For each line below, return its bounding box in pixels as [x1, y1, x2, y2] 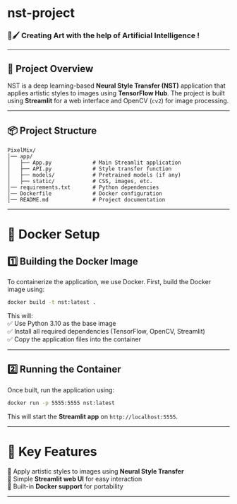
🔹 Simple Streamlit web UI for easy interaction [7, 474, 142, 483]
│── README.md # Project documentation [7, 197, 166, 204]
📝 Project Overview [7, 62, 94, 75]
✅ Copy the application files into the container [7, 334, 141, 344]
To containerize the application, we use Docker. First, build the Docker [7, 278, 212, 286]
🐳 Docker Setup [7, 226, 100, 242]
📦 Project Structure [7, 124, 97, 136]
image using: [7, 285, 45, 294]
